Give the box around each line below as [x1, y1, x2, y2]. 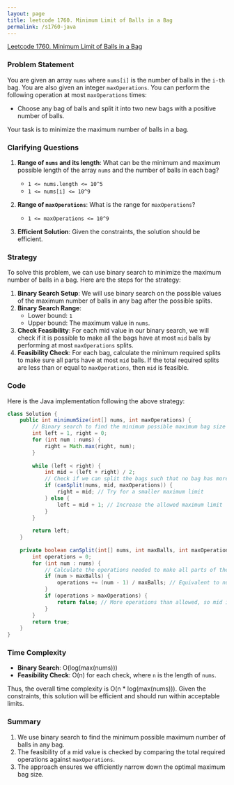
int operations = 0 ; [32, 553, 92, 560]
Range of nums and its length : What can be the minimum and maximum [17, 158, 221, 166]
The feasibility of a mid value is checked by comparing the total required [17, 747, 226, 756]
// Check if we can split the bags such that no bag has [44, 475, 214, 482]
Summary [7, 717, 42, 727]
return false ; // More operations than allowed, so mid [56, 598, 223, 605]
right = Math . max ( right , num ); [44, 442, 136, 449]
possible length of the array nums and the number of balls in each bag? [17, 166, 219, 174]
